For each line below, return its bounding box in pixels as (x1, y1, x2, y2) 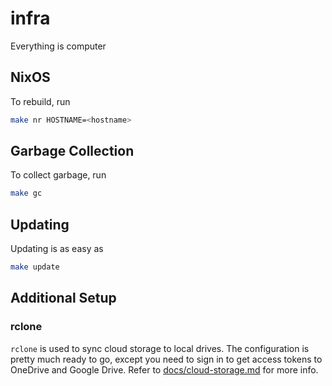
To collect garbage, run (10, 169, 107, 181)
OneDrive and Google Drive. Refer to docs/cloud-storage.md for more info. (10, 363, 319, 376)
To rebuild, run (10, 95, 71, 107)
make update (10, 262, 60, 272)
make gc (10, 188, 43, 199)
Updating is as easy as (10, 243, 104, 255)
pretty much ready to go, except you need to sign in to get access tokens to (10, 353, 323, 365)
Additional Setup (10, 290, 117, 307)
